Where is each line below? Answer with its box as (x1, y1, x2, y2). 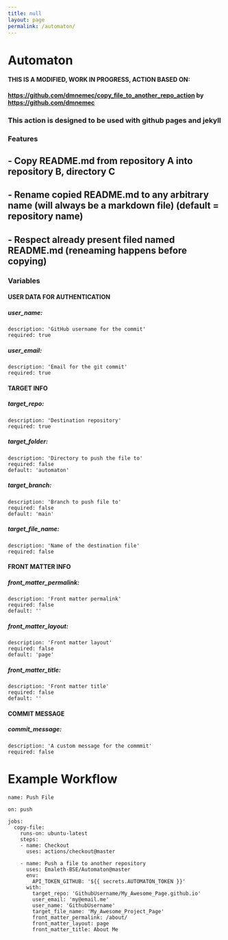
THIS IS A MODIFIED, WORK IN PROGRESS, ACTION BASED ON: (8, 75, 190, 84)
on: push (8, 806, 33, 813)
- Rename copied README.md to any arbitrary (8, 189, 210, 201)
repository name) (8, 211, 84, 222)
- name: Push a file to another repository (20, 860, 147, 867)
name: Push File (8, 794, 54, 801)
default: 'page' (8, 651, 54, 659)
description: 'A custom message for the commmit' (8, 742, 153, 749)
